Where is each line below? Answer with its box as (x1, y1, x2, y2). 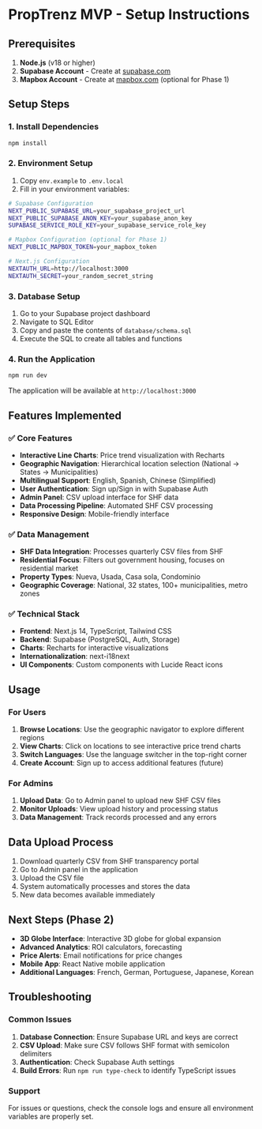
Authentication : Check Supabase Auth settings (19, 1057, 175, 1067)
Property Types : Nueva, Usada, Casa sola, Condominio (19, 572, 201, 581)
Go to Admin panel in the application (19, 865, 138, 875)
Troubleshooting (8, 990, 92, 1004)
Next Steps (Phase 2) (8, 913, 114, 926)
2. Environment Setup (8, 158, 93, 169)
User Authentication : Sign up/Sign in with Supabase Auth (19, 484, 209, 493)
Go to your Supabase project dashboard (19, 309, 151, 318)
